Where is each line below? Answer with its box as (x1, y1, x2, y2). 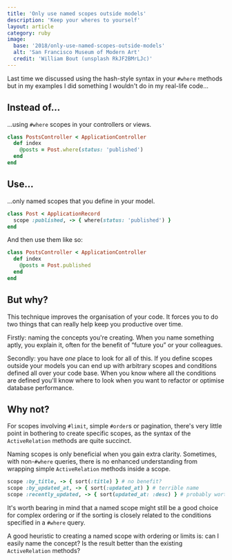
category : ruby (7, 29, 51, 37)
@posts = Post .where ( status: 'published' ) (19, 146, 144, 153)
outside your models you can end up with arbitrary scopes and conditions (7, 361, 217, 369)
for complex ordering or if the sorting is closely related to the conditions (7, 511, 212, 519)
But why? (7, 294, 48, 306)
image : (7, 36, 26, 43)
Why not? (7, 403, 50, 415)
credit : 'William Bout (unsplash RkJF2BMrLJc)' (13, 55, 153, 62)
